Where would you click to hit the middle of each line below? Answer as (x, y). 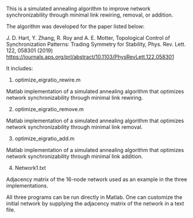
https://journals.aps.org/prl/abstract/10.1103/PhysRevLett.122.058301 (90, 57)
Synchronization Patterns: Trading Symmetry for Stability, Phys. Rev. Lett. (96, 44)
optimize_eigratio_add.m (45, 138)
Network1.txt (30, 168)
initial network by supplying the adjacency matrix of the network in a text (95, 203)
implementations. (27, 186)
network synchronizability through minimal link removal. (75, 127)
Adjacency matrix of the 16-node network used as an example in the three (97, 179)
